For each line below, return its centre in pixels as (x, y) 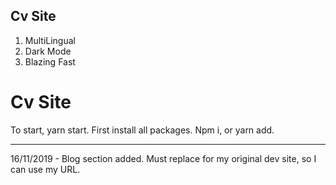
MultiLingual (50, 40)
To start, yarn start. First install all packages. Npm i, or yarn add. (142, 130)
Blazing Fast (50, 61)
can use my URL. (45, 169)
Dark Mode (48, 51)
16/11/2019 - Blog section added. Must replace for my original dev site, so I (163, 158)
